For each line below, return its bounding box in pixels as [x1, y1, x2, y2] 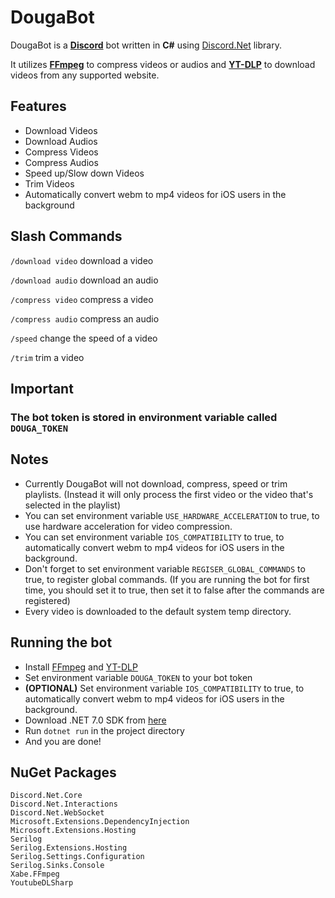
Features [10, 98, 67, 115]
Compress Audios [24, 156, 99, 168]
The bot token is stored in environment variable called [10, 410, 278, 424]
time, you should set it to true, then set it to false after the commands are [24, 584, 325, 596]
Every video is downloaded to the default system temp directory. [24, 605, 292, 617]
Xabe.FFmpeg [10, 869, 60, 880]
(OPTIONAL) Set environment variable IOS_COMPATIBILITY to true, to [24, 682, 305, 694]
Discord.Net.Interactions [10, 799, 118, 810]
